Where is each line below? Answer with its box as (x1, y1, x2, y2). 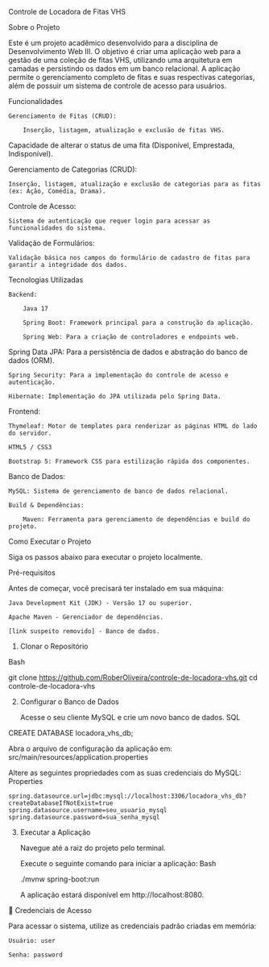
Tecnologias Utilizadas (8, 275, 84, 285)
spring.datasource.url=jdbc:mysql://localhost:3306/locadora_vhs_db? (8, 792, 247, 800)
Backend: (8, 290, 38, 298)
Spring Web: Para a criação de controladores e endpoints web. (23, 333, 240, 341)
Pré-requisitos (8, 568, 56, 577)
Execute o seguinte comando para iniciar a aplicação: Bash (19, 859, 217, 868)
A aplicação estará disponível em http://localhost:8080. (19, 890, 205, 899)
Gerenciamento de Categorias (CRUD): (8, 165, 138, 174)
